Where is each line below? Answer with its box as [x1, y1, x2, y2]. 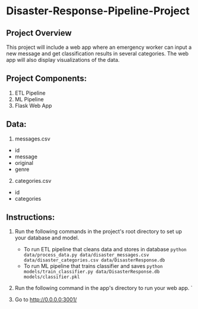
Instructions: [6, 213, 55, 223]
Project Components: [6, 73, 87, 84]
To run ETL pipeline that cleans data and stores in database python [23, 246, 187, 253]
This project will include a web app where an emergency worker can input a [6, 43, 192, 51]
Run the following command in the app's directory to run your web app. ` [14, 285, 193, 292]
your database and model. [14, 234, 79, 242]
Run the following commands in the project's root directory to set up [14, 228, 183, 235]
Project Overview [6, 28, 72, 38]
